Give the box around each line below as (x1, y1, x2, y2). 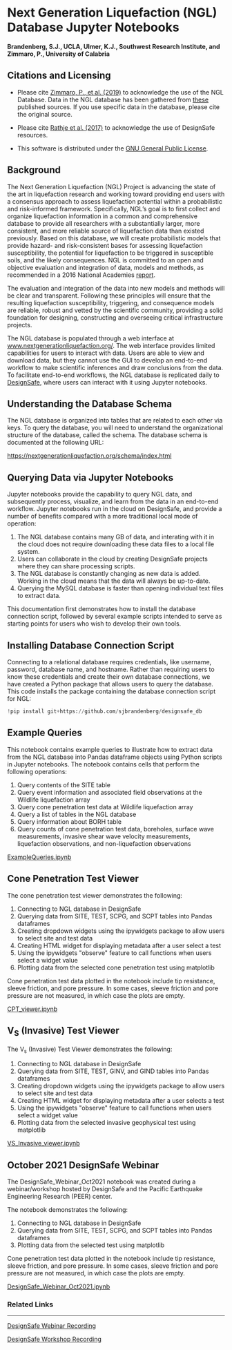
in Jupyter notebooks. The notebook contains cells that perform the (7, 760, 200, 768)
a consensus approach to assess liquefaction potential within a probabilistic (7, 197, 223, 205)
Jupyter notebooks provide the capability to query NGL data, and (7, 490, 193, 499)
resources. (17, 131, 48, 139)
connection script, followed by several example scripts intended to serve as (7, 613, 222, 621)
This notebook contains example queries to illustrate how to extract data (7, 745, 213, 753)
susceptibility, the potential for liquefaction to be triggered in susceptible (7, 249, 214, 257)
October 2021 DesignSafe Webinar (7, 1159, 159, 1171)
